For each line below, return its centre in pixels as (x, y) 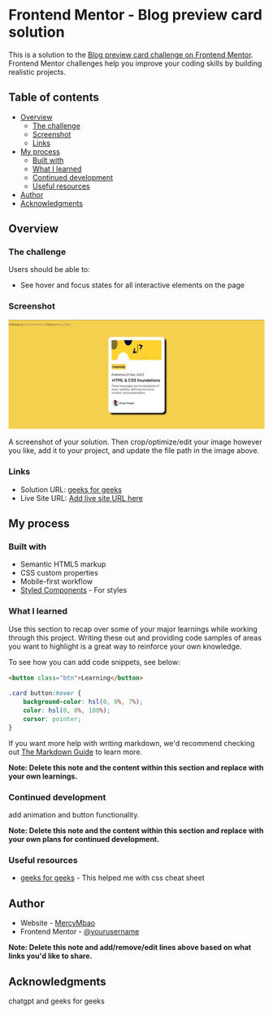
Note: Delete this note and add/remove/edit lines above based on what (130, 947)
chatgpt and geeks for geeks (57, 1001)
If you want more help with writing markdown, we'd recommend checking (132, 743)
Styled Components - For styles (74, 590)
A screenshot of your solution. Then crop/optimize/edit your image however (135, 442)
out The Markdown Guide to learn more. (76, 752)
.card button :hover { (45, 693)
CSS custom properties (59, 573)
